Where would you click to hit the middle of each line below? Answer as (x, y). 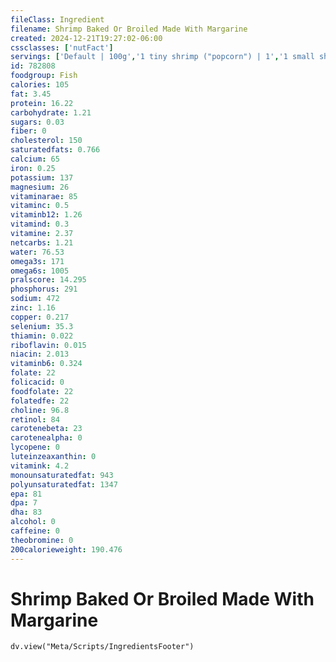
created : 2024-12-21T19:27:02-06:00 (86, 38)
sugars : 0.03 (37, 122)
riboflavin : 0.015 (48, 345)
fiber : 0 (28, 131)
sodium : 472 (35, 299)
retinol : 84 (35, 419)
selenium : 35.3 (42, 326)
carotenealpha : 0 (46, 438)
